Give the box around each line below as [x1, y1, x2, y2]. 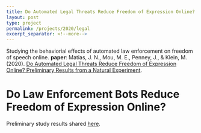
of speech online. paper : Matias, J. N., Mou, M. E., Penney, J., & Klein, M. [6, 54, 188, 61]
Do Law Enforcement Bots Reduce [6, 87, 180, 101]
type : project [6, 20, 42, 26]
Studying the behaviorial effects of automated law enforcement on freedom [6, 47, 194, 55]
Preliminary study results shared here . [6, 120, 100, 128]
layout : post [6, 14, 39, 20]
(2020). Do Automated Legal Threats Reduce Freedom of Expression [6, 61, 177, 68]
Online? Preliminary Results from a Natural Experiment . [6, 66, 143, 74]
